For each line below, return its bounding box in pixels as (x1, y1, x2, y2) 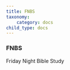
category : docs (16, 19, 54, 25)
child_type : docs (6, 24, 48, 31)
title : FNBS (6, 8, 35, 15)
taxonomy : (6, 14, 30, 20)
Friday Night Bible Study (6, 57, 64, 64)
